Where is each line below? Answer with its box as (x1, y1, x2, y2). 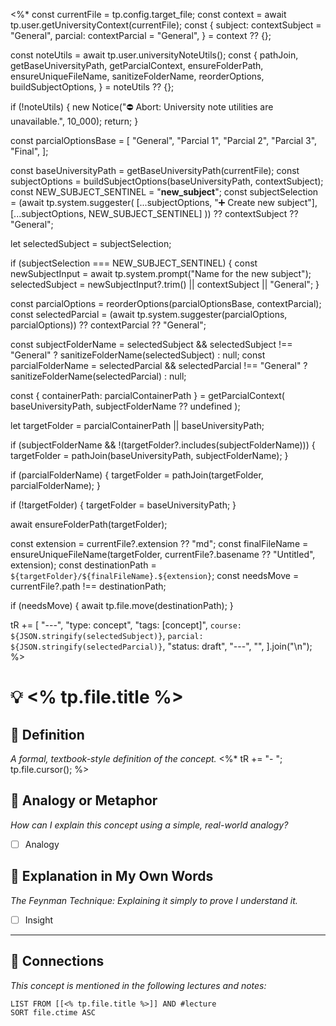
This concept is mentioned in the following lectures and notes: (10, 979, 267, 991)
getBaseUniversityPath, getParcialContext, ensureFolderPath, (10, 60, 264, 71)
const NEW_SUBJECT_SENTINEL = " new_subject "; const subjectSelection (10, 186, 319, 198)
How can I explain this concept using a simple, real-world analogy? (10, 819, 289, 831)
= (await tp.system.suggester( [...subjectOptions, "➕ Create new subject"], (10, 197, 318, 208)
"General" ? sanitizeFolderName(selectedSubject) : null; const (10, 349, 266, 361)
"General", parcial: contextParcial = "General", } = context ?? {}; (10, 30, 272, 41)
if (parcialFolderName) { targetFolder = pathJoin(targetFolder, (10, 469, 264, 481)
